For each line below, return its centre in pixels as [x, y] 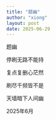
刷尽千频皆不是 [25, 85]
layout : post [23, 23]
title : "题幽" [23, 12]
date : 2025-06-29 [28, 29]
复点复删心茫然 [25, 73]
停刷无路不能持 [25, 60]
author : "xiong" [27, 18]
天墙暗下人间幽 [25, 98]
